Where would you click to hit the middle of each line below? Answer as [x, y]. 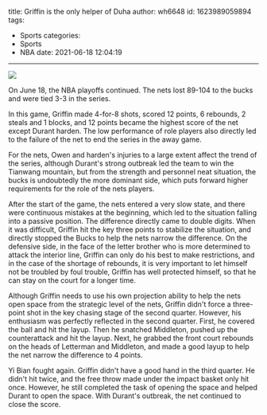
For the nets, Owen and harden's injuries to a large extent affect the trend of [133, 155]
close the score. [35, 404]
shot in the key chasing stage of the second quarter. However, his [134, 313]
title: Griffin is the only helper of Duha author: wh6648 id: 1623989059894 [130, 12]
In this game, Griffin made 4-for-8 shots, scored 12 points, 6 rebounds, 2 [127, 114]
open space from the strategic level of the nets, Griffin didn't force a [120, 304]
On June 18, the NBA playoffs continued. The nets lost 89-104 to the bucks [131, 90]
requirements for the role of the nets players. [81, 189]
